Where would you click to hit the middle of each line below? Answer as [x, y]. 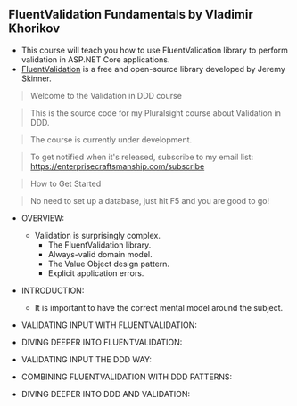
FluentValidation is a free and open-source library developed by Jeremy [153, 69]
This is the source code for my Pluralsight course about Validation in [156, 113]
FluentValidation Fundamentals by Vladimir [131, 15]
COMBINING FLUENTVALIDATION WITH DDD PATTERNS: [127, 377]
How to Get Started [66, 183]
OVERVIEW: [42, 218]
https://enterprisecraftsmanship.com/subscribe [117, 166]
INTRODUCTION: [53, 290]
